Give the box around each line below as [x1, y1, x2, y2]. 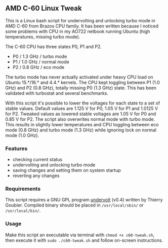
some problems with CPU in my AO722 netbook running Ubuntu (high [5, 28, 150, 34]
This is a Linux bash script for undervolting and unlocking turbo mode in [5, 17, 156, 23]
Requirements [5, 185, 41, 192]
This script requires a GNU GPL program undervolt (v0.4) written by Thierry [5, 197, 163, 203]
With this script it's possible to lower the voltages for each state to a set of [5, 100, 160, 106]
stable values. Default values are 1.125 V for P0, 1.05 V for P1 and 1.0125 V [5, 105, 158, 111]
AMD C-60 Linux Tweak [5, 4, 82, 13]
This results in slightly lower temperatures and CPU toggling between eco [5, 121, 159, 127]
